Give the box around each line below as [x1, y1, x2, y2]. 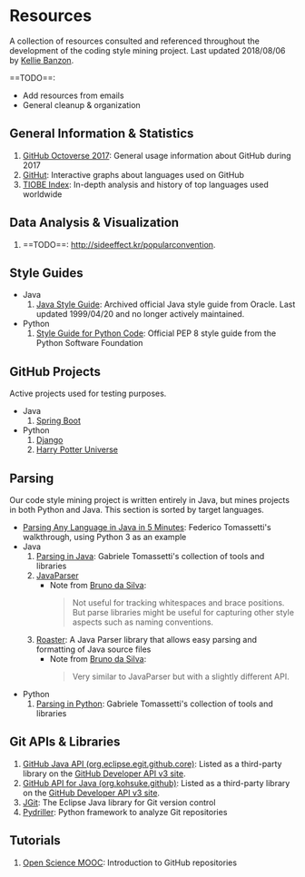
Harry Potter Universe [35, 444, 118, 455]
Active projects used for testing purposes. [9, 388, 167, 399]
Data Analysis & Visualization [9, 215, 180, 231]
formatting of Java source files [35, 644, 152, 655]
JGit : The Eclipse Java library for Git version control [22, 796, 216, 808]
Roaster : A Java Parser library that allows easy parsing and [35, 635, 257, 645]
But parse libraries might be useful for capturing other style [72, 607, 295, 617]
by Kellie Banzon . [9, 54, 74, 65]
